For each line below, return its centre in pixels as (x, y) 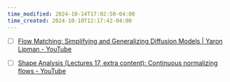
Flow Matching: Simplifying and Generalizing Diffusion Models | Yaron (120, 41)
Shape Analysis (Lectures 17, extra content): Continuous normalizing (118, 63)
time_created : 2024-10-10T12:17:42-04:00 (70, 21)
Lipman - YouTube (45, 49)
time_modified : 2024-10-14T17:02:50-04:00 (71, 14)
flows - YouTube (42, 71)
